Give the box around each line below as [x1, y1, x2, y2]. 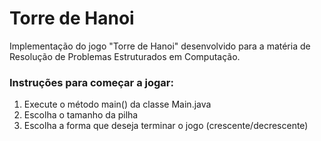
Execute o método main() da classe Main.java [23, 98, 212, 111]
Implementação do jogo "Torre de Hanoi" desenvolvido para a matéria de [9, 40, 311, 52]
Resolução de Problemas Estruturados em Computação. [9, 50, 241, 62]
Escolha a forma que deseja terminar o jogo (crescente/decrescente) [23, 120, 309, 132]
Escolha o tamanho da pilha [23, 109, 139, 121]
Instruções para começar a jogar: [9, 75, 174, 89]
